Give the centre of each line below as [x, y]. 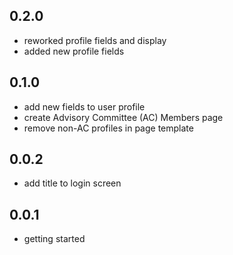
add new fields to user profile [84, 106]
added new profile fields [74, 51]
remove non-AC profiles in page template [108, 128]
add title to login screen [72, 183]
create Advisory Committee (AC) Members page [123, 117]
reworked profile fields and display [95, 40]
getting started [54, 239]
